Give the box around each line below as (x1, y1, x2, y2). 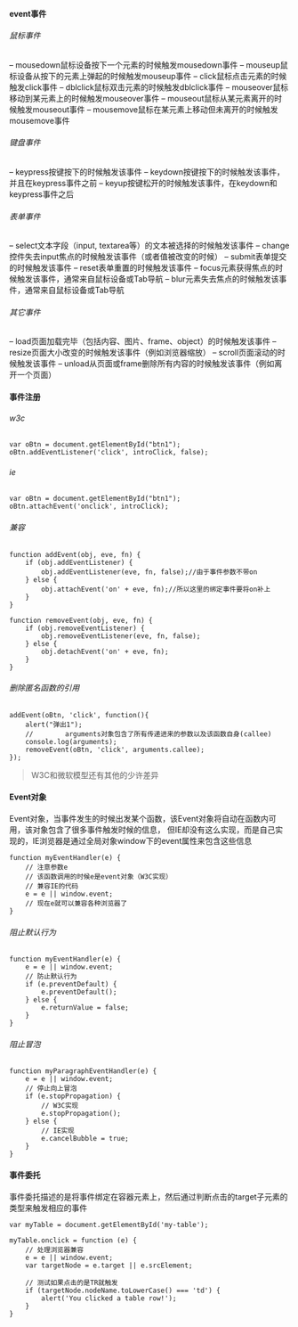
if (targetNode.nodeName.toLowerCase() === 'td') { (25, 1286, 221, 1295)
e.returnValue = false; (41, 1003, 129, 1012)
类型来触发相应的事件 (9, 1202, 87, 1213)
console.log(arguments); (25, 737, 117, 746)
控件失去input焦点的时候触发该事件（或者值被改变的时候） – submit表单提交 (9, 251, 287, 262)
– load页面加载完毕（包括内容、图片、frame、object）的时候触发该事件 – (9, 336, 278, 347)
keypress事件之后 (9, 189, 74, 200)
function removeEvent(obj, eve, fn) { (9, 616, 153, 625)
